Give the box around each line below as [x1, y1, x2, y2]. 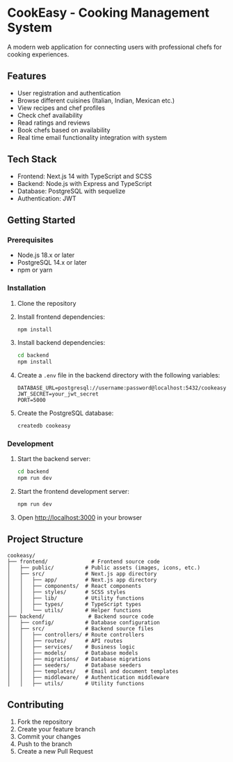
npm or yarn [17, 266, 53, 274]
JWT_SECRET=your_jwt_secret [17, 391, 99, 398]
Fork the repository [17, 717, 73, 726]
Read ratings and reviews [17, 118, 90, 127]
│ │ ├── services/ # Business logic [7, 643, 136, 651]
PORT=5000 [17, 397, 47, 404]
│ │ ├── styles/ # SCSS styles [7, 589, 127, 596]
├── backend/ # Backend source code [7, 613, 154, 620]
